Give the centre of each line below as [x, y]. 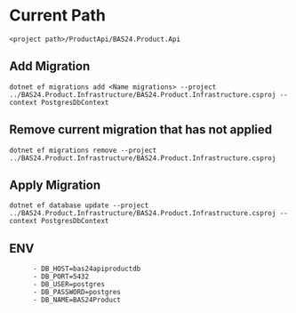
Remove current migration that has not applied [141, 130]
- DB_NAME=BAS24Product [77, 300]
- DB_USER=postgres [68, 285]
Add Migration [50, 66]
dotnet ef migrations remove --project [83, 150]
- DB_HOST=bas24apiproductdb [87, 269]
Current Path [58, 16]
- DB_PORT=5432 [61, 277]
